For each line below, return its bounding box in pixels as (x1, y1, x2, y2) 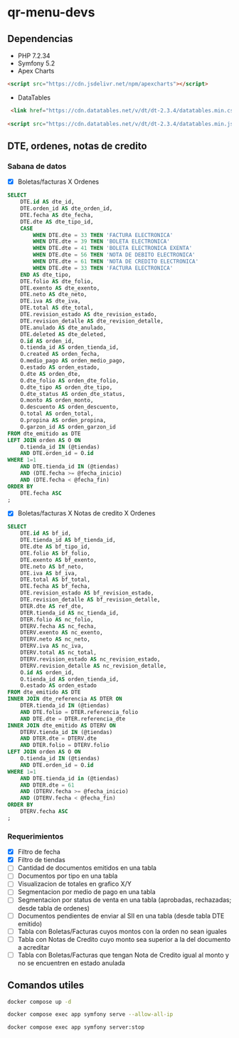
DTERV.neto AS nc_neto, (20, 636, 91, 643)
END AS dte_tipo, (20, 271, 72, 278)
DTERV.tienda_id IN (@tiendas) (20, 728, 113, 735)
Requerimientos (7, 831, 64, 841)
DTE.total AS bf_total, (20, 576, 91, 584)
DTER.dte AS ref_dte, (20, 602, 84, 609)
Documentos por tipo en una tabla (17, 871, 118, 880)
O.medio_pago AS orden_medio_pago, (20, 357, 126, 365)
